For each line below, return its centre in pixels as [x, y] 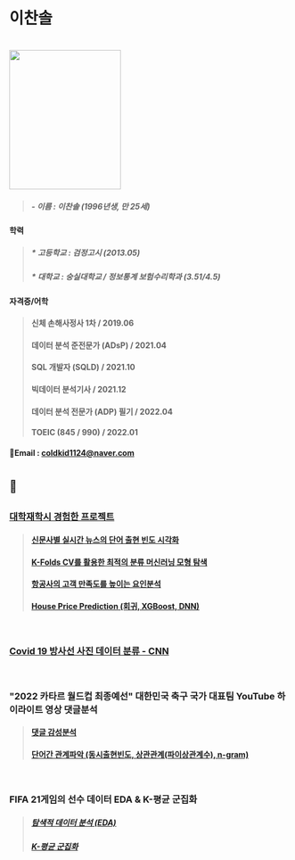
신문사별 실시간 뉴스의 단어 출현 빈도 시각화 [105, 540]
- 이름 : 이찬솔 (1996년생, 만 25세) [90, 206]
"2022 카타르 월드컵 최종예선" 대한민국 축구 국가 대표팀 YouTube [142, 696]
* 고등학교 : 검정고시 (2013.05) [86, 252]
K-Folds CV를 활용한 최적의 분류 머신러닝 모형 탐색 [119, 562]
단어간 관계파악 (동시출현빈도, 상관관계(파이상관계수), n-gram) [140, 754]
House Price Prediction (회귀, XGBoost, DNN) [115, 606]
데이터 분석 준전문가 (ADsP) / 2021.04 [99, 345]
